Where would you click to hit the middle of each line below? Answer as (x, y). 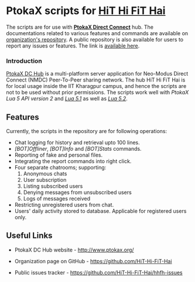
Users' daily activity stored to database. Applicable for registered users (100, 211)
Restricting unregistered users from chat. (64, 205)
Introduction (24, 61)
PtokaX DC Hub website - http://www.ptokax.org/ (74, 250)
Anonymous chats (45, 174)
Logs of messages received (57, 199)
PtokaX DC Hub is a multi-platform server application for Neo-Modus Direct (97, 74)
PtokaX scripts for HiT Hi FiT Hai (86, 11)
